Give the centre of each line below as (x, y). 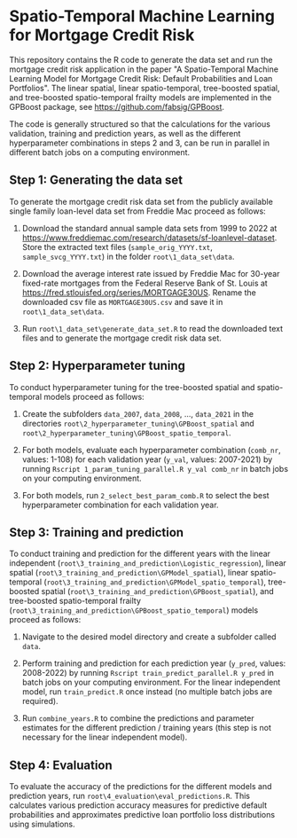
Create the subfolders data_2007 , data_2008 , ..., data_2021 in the (138, 413)
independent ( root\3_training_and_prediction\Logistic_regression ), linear (148, 563)
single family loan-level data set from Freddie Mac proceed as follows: (137, 211)
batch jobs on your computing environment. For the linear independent (151, 682)
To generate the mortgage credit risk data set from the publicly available (141, 201)
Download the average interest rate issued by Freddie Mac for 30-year (151, 273)
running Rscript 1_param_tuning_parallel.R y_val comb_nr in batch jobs (155, 468)
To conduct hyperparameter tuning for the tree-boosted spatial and (132, 387)
